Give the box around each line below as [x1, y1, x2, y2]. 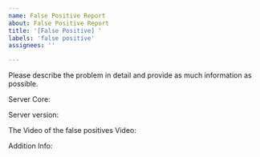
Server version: [8, 110, 59, 120]
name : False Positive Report [8, 11, 106, 20]
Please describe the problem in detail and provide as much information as [8, 70, 252, 80]
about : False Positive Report [8, 19, 110, 27]
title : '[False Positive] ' [8, 26, 103, 34]
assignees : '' [8, 42, 56, 50]
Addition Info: [8, 141, 53, 151]
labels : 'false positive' [8, 34, 95, 42]
